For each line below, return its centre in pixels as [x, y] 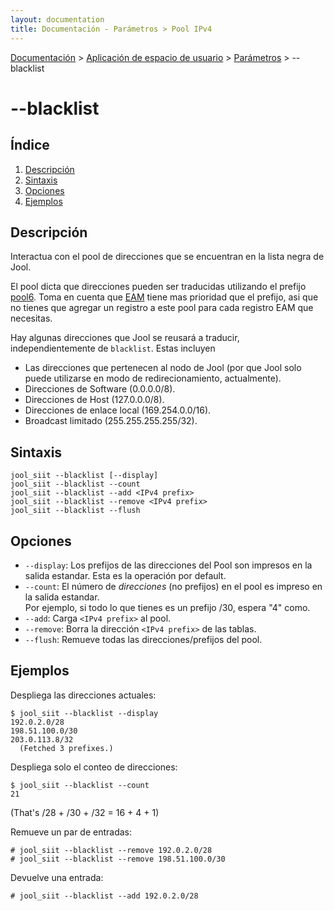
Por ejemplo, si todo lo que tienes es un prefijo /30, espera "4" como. [167, 607]
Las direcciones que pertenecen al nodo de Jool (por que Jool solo [163, 368]
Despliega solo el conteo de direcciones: [94, 767]
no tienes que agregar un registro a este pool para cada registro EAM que [162, 308]
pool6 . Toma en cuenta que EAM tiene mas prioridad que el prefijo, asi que [164, 297]
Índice [30, 145]
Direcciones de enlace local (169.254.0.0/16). [118, 410]
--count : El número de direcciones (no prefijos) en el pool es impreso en [173, 586]
